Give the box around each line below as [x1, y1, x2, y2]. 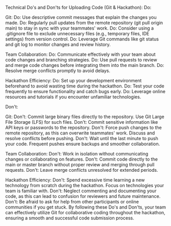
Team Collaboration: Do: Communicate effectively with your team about [5, 51, 156, 57]
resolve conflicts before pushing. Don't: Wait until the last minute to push [5, 135, 158, 141]
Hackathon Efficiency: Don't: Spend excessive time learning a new [5, 177, 145, 183]
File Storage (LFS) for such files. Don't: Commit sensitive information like [5, 119, 158, 125]
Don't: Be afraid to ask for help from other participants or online [5, 199, 139, 205]
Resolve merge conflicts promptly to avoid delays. [5, 67, 111, 74]
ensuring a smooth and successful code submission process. [5, 215, 134, 221]
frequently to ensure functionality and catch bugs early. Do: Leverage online [5, 88, 166, 94]
